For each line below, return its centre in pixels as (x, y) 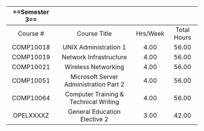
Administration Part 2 (94, 84)
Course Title (94, 34)
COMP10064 (31, 98)
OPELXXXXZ (31, 116)
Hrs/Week (150, 34)
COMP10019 (31, 57)
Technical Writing (94, 102)
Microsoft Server (94, 77)
